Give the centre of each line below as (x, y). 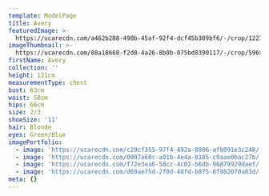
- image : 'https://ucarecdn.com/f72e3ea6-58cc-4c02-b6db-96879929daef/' (139, 165)
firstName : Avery (37, 61)
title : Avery (30, 23)
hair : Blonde (30, 127)
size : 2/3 (25, 113)
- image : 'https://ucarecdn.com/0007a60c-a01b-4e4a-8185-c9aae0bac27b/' (139, 157)
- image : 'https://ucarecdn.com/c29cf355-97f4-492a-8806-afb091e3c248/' (139, 150)
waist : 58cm (28, 98)
